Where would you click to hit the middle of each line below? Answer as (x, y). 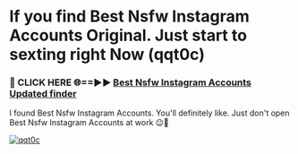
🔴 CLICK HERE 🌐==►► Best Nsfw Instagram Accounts (131, 82)
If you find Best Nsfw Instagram (129, 17)
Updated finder (43, 94)
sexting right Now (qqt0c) (107, 55)
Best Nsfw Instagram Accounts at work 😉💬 (89, 123)
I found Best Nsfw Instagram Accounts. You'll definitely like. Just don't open (149, 113)
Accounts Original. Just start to (128, 35)
